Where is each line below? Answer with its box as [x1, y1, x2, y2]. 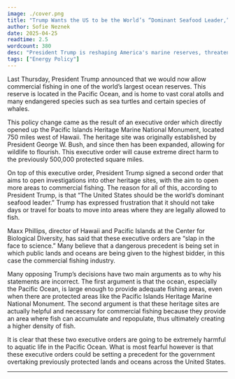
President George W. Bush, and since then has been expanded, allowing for [7, 140, 225, 149]
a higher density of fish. [7, 322, 76, 330]
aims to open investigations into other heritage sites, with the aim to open [7, 176, 219, 184]
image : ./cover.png [7, 10, 64, 17]
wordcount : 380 [7, 43, 52, 50]
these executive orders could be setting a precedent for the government [7, 350, 215, 358]
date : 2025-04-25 [7, 29, 58, 37]
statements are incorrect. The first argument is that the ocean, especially [7, 277, 218, 285]
